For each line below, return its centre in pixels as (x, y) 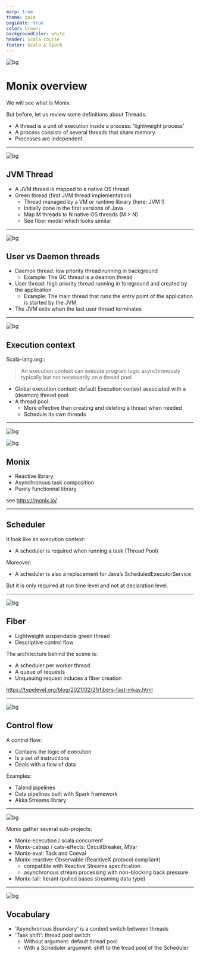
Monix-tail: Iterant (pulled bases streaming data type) (80, 878)
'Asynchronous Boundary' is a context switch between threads (92, 929)
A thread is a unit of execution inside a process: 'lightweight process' (99, 125)
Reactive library (34, 476)
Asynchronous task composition (54, 483)
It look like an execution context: (46, 539)
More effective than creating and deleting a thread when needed (103, 408)
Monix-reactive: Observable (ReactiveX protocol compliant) (87, 859)
